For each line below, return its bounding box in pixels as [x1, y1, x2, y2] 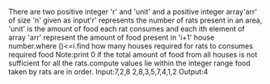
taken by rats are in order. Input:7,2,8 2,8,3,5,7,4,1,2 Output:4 [8, 67, 209, 76]
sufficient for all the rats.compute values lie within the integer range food [8, 58, 251, 68]
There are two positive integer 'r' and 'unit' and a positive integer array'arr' [8, 7, 257, 16]
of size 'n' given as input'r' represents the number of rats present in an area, [8, 15, 263, 25]
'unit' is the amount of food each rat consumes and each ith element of [8, 24, 245, 33]
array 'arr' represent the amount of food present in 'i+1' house [8, 32, 215, 42]
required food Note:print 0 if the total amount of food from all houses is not [8, 50, 258, 59]
